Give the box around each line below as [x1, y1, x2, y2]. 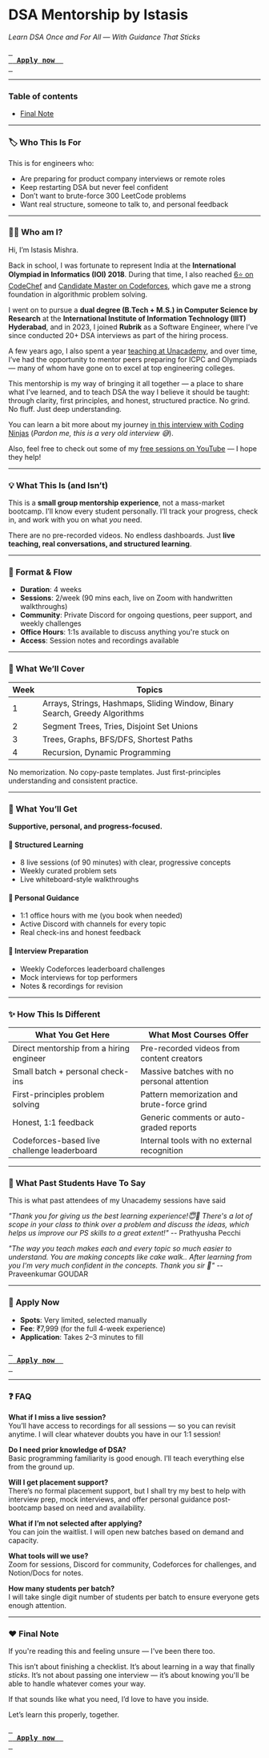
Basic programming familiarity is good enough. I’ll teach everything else [8, 1453, 245, 1463]
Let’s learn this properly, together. [8, 1710, 120, 1720]
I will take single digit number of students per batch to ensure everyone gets [8, 1592, 260, 1602]
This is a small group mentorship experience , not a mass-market [8, 498, 226, 508]
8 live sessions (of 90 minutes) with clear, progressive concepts [19, 857, 231, 867]
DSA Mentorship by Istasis [8, 6, 189, 24]
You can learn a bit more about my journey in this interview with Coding [8, 419, 244, 429]
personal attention [139, 1075, 209, 1087]
